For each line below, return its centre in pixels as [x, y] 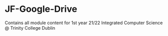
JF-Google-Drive [41, 9]
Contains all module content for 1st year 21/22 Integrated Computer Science [84, 23]
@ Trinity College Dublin [30, 28]
